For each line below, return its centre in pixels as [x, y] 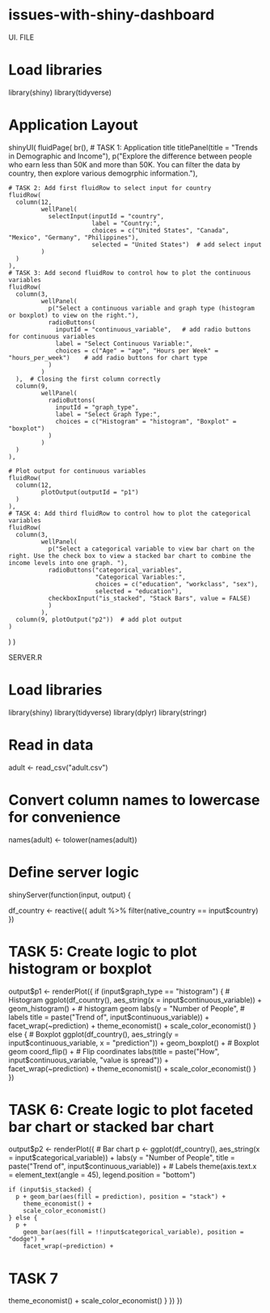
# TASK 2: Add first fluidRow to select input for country [110, 188]
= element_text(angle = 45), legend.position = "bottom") [102, 1175]
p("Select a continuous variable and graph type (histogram [151, 308]
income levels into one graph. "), [68, 563]
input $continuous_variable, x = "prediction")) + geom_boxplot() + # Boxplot [134, 1043]
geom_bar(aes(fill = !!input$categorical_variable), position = [133, 1232]
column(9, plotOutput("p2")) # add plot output [99, 619]
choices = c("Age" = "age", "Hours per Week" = [137, 350]
